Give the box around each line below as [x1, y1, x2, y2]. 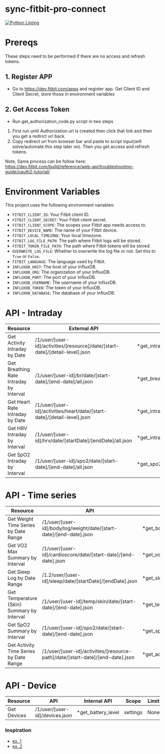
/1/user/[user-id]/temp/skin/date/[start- [42, 598, 137, 605]
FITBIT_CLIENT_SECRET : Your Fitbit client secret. [12, 217, 107, 223]
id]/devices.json [35, 712, 72, 719]
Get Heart [7, 398, 30, 405]
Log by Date [7, 574, 36, 581]
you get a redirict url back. [12, 133, 66, 139]
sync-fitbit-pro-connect [5, 3, 106, 15]
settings [124, 709, 143, 716]
